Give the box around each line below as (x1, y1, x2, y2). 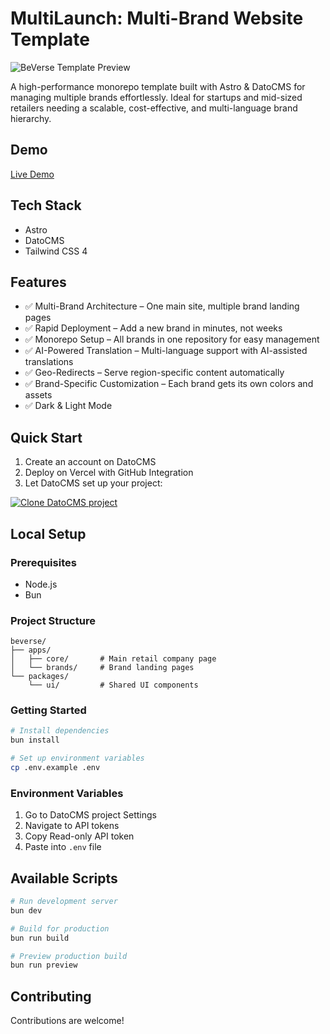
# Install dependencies (10, 726, 110, 736)
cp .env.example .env (10, 763, 101, 773)
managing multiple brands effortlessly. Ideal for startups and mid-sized (10, 91, 303, 103)
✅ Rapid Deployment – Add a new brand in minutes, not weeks (24, 322, 283, 334)
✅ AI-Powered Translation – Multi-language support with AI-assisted (24, 345, 308, 357)
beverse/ (10, 637, 47, 647)
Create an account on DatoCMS (24, 456, 157, 468)
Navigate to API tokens (24, 820, 120, 832)
